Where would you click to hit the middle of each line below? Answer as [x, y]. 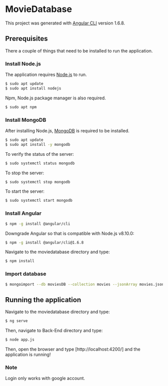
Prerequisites [26, 39]
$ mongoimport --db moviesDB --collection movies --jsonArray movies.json [85, 284]
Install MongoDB [26, 120]
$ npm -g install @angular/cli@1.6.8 [44, 242]
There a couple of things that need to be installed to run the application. [79, 50]
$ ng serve [16, 321]
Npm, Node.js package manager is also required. [55, 98]
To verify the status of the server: [39, 154]
